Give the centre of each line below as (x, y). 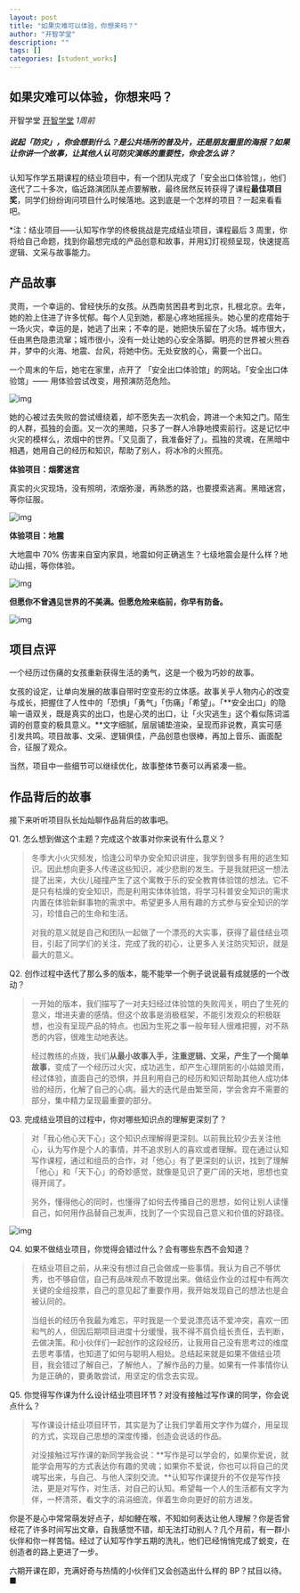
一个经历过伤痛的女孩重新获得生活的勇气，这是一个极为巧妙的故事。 (134, 672)
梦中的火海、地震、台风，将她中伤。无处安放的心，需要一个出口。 (146, 350)
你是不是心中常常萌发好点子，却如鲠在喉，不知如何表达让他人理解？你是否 (146, 1518)
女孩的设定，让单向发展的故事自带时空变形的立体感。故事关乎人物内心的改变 (150, 692)
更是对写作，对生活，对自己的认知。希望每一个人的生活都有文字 (164, 1489)
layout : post (33, 17)
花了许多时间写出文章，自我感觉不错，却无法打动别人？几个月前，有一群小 (153, 1530)
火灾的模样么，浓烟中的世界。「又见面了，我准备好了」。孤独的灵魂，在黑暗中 (150, 439)
